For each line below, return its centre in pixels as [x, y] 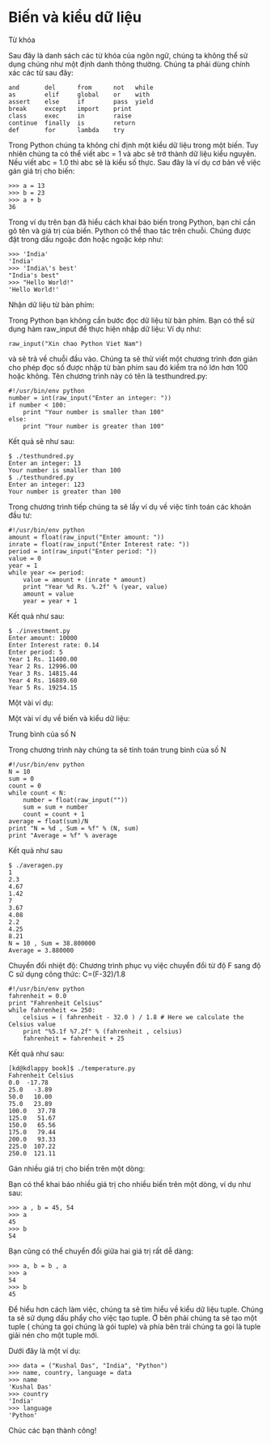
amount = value [49, 594]
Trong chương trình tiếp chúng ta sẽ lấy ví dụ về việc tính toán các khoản [130, 506]
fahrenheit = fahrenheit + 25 [74, 1038]
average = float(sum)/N [49, 821]
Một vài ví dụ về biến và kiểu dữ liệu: [70, 718]
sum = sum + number [56, 807]
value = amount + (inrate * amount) [85, 579]
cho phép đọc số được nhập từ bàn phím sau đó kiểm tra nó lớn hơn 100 [128, 367]
